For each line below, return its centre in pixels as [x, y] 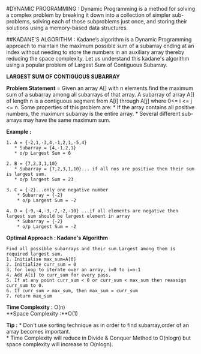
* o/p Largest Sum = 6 [42, 153]
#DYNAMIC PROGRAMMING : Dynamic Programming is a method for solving [101, 9]
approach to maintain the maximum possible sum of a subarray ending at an [100, 46]
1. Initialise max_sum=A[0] [41, 259]
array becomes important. [38, 331]
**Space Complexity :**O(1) [42, 313]
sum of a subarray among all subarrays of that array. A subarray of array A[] [100, 94]
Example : [19, 132]
